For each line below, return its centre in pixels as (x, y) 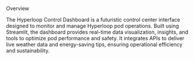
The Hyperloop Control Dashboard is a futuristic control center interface (93, 20)
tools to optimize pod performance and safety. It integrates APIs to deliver (95, 38)
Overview (18, 8)
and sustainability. (28, 51)
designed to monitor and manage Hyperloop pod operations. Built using (93, 26)
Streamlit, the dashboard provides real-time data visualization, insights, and (97, 32)
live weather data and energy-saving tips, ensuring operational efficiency (94, 44)
